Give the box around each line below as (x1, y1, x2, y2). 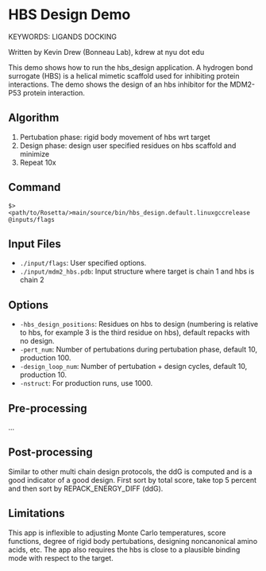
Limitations (8, 507, 65, 520)
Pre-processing (8, 402, 87, 415)
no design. (19, 336, 55, 346)
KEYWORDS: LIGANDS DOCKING (8, 32, 118, 41)
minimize (19, 149, 50, 158)
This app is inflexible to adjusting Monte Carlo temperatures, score (8, 527, 226, 538)
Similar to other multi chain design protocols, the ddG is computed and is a (8, 467, 253, 476)
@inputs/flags (8, 216, 56, 223)
